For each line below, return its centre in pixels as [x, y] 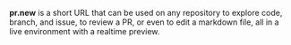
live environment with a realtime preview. [85, 31]
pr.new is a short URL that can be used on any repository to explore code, [146, 13]
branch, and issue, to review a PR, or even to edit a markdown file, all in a [144, 22]
